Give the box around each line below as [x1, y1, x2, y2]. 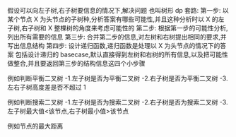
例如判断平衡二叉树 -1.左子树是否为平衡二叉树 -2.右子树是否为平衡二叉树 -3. [7, 74, 228, 83]
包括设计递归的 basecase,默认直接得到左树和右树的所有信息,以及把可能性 [15, 50, 228, 59]
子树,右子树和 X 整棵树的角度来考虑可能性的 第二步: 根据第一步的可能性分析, [7, 24, 228, 32]
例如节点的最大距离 [7, 122, 64, 130]
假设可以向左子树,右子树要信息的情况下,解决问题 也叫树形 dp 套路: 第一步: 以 [7, 6, 229, 14]
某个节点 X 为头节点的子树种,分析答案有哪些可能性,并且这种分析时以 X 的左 [7, 15, 225, 23]
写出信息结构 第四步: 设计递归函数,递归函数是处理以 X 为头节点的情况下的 [7, 42, 220, 49]
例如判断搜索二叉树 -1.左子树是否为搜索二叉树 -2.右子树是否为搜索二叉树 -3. [7, 98, 228, 106]
